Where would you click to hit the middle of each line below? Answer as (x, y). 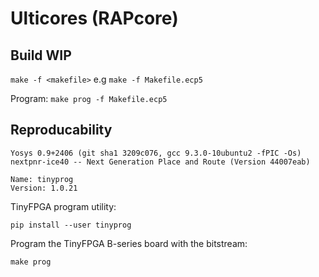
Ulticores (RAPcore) (94, 18)
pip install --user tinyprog (71, 225)
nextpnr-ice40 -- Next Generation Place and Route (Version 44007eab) (160, 162)
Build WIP (41, 55)
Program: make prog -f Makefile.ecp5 (89, 98)
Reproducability (61, 130)
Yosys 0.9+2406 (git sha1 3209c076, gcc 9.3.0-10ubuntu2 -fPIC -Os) (156, 153)
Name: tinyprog (42, 179)
